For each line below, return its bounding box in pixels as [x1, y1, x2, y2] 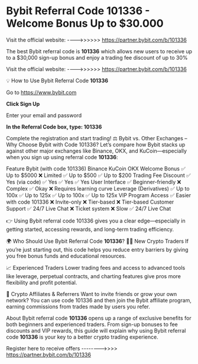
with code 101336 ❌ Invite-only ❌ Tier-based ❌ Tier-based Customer [6, 198, 174, 205]
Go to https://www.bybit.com [6, 89, 77, 96]
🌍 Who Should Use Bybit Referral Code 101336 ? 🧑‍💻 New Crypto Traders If [6, 237, 189, 244]
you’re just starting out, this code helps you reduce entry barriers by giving [6, 246, 189, 253]
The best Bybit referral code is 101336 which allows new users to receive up [6, 47, 193, 54]
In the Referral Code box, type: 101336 [6, 123, 102, 130]
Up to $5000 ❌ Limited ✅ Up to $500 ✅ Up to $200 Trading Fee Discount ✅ [6, 172, 191, 179]
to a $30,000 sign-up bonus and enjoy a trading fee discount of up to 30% [6, 54, 188, 61]
